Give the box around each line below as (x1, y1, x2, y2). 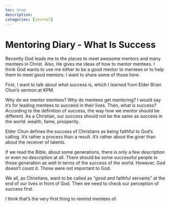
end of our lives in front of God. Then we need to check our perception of (5, 181, 159, 187)
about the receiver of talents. (5, 139, 66, 145)
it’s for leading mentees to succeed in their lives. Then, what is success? (5, 102, 157, 108)
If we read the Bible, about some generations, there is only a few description (5, 149, 165, 155)
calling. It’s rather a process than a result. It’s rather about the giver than (5, 134, 156, 140)
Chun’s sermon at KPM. (5, 87, 54, 93)
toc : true (5, 7, 26, 13)
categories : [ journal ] (5, 17, 53, 22)
